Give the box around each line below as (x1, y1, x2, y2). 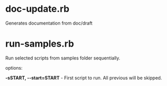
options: (5, 64, 23, 71)
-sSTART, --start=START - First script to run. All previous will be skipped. (5, 75, 162, 81)
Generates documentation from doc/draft (5, 20, 92, 26)
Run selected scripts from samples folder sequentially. (5, 55, 121, 61)
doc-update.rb (5, 3, 69, 15)
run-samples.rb (5, 38, 75, 50)
